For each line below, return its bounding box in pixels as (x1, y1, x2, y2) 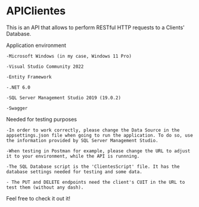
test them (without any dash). (6, 184, 84, 190)
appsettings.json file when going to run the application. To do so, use (6, 132, 194, 138)
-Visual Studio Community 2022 (6, 64, 84, 70)
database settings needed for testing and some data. (6, 168, 143, 175)
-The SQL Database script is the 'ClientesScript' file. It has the (6, 164, 180, 170)
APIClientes (6, 4, 66, 18)
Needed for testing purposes (6, 115, 77, 123)
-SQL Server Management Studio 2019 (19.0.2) (6, 95, 121, 101)
